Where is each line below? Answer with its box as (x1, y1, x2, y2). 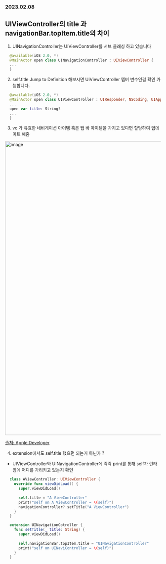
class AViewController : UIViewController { (9, 477, 100, 482)
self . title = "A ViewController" (18, 495, 87, 500)
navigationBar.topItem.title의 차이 (5, 29, 110, 38)
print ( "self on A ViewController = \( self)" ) (18, 500, 114, 505)
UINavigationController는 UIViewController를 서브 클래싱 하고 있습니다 (12, 43, 152, 49)
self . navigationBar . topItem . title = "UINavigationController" (18, 541, 149, 546)
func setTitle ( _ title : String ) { (14, 527, 85, 532)
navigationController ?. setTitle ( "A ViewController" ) (18, 504, 129, 510)
